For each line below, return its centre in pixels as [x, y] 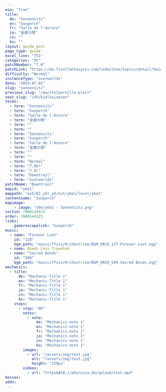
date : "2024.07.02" [25, 83]
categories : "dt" [23, 60]
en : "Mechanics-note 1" [61, 327]
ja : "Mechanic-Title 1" [43, 290]
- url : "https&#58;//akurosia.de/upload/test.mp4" [80, 373]
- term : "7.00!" [26, 166]
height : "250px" [48, 364]
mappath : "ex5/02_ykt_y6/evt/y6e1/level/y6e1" [54, 193]
